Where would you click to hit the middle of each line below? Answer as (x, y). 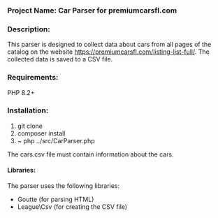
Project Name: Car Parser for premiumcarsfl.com (92, 10)
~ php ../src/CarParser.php (56, 140)
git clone (30, 126)
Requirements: (33, 78)
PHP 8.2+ (21, 92)
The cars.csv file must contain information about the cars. (90, 154)
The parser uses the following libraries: (64, 186)
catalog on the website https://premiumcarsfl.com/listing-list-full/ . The (108, 52)
